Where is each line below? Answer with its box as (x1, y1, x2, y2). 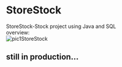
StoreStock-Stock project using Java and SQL (6, 23, 117, 30)
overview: (6, 29, 30, 36)
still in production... (6, 52, 79, 62)
